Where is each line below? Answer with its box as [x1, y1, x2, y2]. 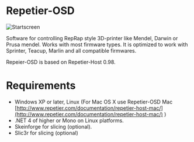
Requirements [6, 79, 76, 92]
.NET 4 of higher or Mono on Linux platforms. [14, 117, 124, 124]
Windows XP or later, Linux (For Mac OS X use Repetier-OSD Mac [14, 98, 173, 105]
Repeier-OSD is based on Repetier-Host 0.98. [6, 58, 116, 65]
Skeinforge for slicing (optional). [14, 123, 92, 130]
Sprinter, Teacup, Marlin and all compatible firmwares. [6, 47, 137, 54]
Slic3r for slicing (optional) [14, 129, 79, 136]
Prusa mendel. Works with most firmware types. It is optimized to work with [6, 41, 188, 48]
